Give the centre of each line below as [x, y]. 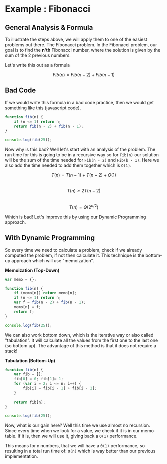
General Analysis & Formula [49, 28]
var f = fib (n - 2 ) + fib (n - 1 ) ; [50, 302]
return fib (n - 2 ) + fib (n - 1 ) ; [49, 126]
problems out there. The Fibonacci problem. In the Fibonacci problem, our [81, 45]
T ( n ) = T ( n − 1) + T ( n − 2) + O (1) [84, 175]
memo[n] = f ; [28, 307]
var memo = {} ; [21, 279]
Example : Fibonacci [48, 9]
